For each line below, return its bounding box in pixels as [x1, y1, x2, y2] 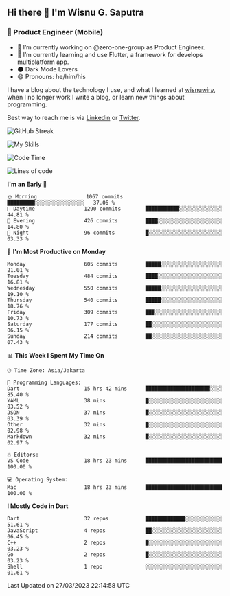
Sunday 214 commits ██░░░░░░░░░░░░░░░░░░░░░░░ [7, 332, 223, 340]
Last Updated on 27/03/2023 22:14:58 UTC [7, 581, 130, 589]
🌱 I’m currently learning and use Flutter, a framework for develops [16, 50, 204, 58]
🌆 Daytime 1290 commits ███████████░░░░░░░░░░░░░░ [7, 205, 223, 212]
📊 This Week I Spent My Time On [7, 351, 104, 359]
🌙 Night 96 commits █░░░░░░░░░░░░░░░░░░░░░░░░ [7, 229, 223, 236]
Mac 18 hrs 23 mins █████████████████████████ [7, 483, 223, 491]
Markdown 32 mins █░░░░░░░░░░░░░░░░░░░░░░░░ [7, 433, 223, 440]
